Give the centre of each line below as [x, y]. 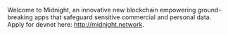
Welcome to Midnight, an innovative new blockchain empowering [102, 10]
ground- [209, 10]
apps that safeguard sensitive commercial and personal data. [123, 17]
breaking [20, 17]
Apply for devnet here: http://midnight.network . [76, 24]
